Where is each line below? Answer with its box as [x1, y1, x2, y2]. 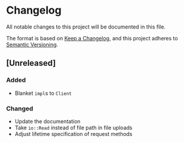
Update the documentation [14, 117, 81, 125]
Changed [6, 104, 34, 113]
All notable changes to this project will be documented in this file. [6, 23, 166, 30]
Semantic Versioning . [6, 41, 58, 48]
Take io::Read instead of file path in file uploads [14, 124, 132, 131]
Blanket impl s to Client [14, 90, 72, 97]
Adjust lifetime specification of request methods [14, 130, 132, 137]
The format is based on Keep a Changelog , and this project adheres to [6, 34, 178, 42]
